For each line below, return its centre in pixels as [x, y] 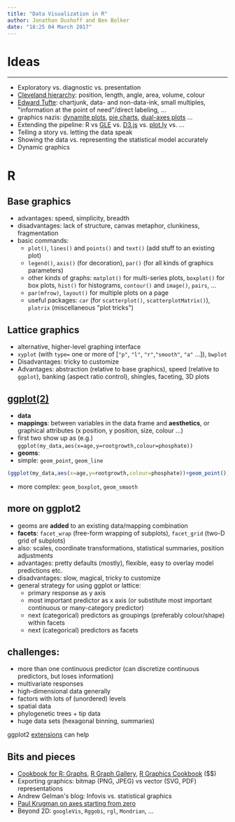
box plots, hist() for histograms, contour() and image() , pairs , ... [122, 286]
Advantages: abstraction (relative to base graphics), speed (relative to [118, 369]
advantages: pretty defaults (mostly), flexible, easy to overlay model [115, 563]
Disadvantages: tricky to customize [68, 362]
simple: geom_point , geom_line [60, 460]
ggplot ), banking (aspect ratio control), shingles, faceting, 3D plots [113, 377]
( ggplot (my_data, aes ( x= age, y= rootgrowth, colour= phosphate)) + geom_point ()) [119, 473]
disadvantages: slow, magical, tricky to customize [89, 578]
